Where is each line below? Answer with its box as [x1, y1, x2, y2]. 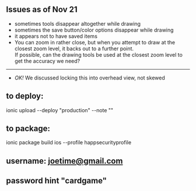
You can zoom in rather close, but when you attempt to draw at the [14, 39, 176, 46]
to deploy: [6, 91, 44, 101]
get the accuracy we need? [14, 57, 80, 64]
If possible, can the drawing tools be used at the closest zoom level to [14, 51, 183, 58]
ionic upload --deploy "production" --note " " [6, 106, 114, 113]
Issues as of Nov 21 [6, 5, 78, 15]
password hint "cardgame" [6, 176, 107, 186]
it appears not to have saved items [14, 32, 98, 40]
